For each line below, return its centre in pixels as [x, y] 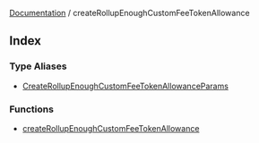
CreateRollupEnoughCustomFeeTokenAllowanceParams [125, 86]
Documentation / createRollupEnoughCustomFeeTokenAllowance [129, 13]
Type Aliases [38, 66]
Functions [31, 109]
